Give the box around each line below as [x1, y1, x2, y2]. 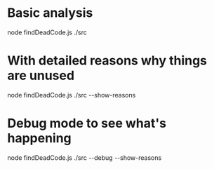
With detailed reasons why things [7, 53, 208, 69]
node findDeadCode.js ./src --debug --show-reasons [7, 153, 162, 162]
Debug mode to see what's [7, 116, 167, 131]
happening [7, 130, 72, 147]
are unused [7, 68, 75, 83]
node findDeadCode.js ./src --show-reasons [7, 90, 136, 99]
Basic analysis [7, 5, 93, 21]
